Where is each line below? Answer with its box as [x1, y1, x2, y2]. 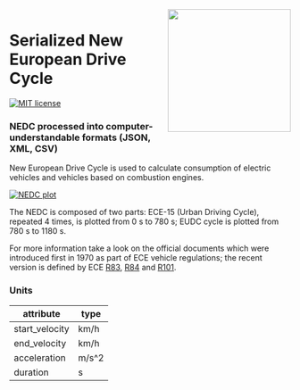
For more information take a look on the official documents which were [9, 243, 270, 253]
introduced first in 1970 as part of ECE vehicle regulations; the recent [9, 253, 262, 263]
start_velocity [13, 322, 70, 335]
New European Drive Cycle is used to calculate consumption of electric [9, 162, 271, 173]
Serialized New [9, 30, 123, 51]
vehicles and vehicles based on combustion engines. [9, 172, 204, 183]
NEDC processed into [9, 120, 104, 132]
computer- [105, 120, 154, 132]
